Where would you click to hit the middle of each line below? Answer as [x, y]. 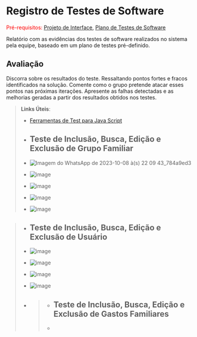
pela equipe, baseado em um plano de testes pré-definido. [78, 45]
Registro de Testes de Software [85, 11]
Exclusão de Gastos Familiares [111, 314]
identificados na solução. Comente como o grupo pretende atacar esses [95, 85]
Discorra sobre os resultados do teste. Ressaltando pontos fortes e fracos [97, 78]
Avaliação [25, 64]
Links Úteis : [35, 109]
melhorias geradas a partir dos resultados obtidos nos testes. [81, 97]
